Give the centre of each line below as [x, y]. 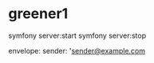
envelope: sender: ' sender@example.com [77, 50]
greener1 [38, 14]
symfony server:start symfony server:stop [77, 35]
